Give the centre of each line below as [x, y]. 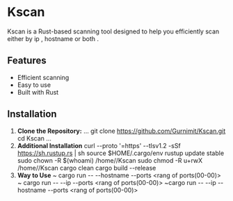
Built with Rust [38, 92]
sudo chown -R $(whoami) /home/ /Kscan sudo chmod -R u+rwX [110, 160]
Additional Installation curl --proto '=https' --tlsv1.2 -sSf [99, 145]
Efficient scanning [43, 77]
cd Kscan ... [34, 138]
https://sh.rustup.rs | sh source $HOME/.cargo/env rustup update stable [121, 153]
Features [27, 61]
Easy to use [34, 85]
